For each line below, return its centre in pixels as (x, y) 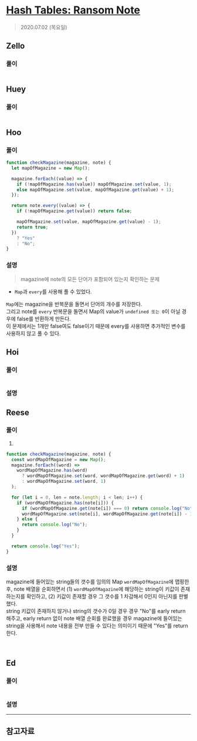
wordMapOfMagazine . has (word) (52, 471)
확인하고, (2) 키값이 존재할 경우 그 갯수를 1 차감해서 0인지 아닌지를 (102, 597)
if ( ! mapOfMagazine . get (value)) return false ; (74, 211)
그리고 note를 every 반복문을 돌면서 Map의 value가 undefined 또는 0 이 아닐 (93, 311)
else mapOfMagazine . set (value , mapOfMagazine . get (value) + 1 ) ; (96, 190)
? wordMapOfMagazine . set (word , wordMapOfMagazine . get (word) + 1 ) (103, 476)
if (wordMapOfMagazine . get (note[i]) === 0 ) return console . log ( (102, 508)
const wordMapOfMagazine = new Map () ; (59, 459)
